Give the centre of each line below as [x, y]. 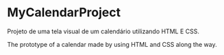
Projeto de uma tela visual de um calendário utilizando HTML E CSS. [103, 31]
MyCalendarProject [64, 13]
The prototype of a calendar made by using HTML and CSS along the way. [112, 44]
